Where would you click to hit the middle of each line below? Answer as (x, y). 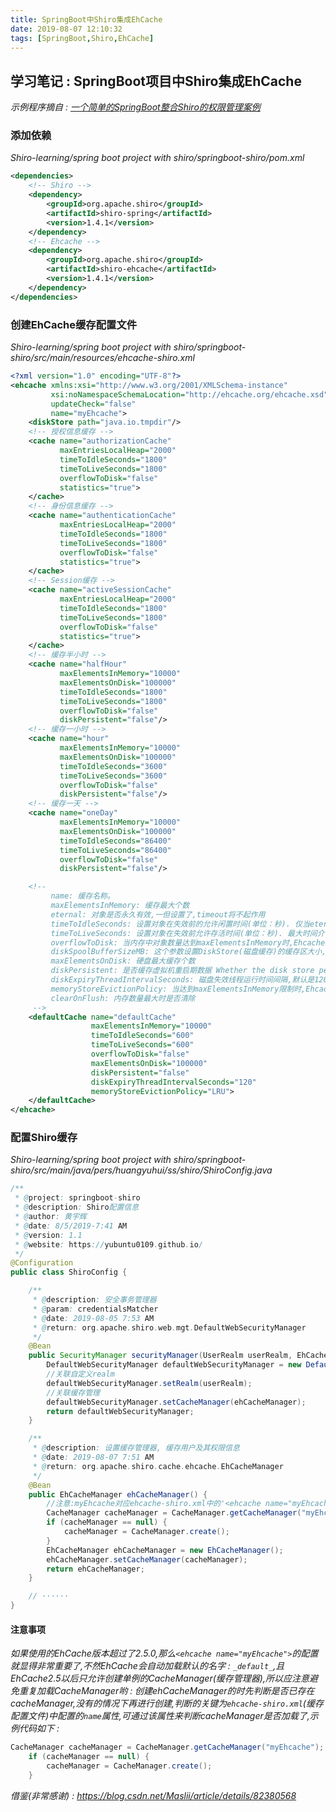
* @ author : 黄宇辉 (50, 1217)
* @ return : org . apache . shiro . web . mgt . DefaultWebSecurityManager (169, 1327)
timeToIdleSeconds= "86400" (115, 841)
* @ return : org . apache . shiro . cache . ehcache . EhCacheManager (158, 1466)
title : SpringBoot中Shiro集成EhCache (86, 19)
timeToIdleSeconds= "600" (142, 1036)
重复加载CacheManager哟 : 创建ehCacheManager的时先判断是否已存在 (166, 1691)
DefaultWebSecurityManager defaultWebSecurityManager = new (174, 1365)
